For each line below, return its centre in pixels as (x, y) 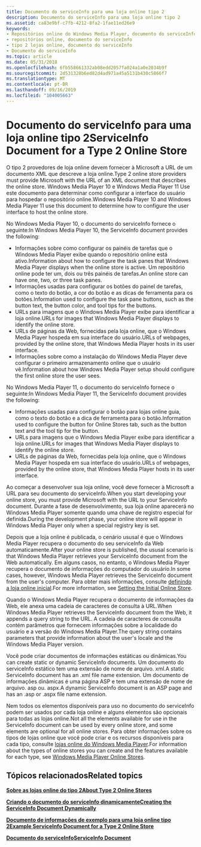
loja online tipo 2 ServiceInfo (77, 138)
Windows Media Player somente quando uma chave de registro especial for (99, 512)
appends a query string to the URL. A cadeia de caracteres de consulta (94, 618)
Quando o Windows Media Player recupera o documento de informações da (100, 599)
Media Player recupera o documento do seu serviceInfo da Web (85, 543)
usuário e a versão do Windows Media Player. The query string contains (94, 631)
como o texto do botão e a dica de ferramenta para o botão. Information (103, 418)
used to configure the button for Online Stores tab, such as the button (101, 424)
